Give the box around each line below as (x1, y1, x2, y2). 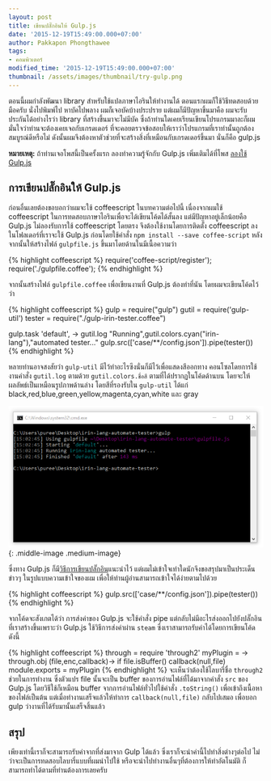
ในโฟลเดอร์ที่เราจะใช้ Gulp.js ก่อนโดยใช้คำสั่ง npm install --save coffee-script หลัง (8, 230, 263, 239)
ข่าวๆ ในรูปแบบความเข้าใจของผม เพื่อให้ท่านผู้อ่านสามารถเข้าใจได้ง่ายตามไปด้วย (8, 573, 217, 583)
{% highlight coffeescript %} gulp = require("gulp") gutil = (8, 304, 202, 315)
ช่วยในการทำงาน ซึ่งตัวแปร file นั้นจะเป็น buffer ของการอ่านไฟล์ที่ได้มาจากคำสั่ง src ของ (8, 674, 248, 684)
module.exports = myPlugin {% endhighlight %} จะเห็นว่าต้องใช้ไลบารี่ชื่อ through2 (8, 665, 263, 675)
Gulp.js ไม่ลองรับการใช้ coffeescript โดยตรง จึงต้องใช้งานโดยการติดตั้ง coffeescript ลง (8, 221, 258, 230)
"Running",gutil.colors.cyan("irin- (108, 328, 220, 339)
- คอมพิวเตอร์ (8, 56, 43, 64)
